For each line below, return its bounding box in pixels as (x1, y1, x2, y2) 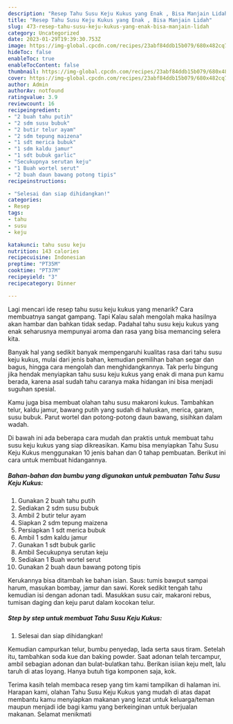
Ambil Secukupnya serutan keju (17, 548, 109, 556)
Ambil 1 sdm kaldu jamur (17, 533, 88, 541)
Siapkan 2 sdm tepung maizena (17, 518, 108, 527)
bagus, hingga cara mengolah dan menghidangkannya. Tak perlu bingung (8, 362, 218, 371)
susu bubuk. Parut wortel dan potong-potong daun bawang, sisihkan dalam (8, 413, 223, 421)
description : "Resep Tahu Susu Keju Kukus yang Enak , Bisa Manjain (8, 10, 209, 17)
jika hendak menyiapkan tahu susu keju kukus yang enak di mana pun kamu (8, 370, 224, 378)
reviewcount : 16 (8, 100, 55, 107)
